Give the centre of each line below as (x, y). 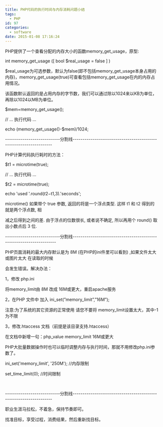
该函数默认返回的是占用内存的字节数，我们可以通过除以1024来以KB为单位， (81, 93)
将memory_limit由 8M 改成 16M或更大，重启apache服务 (61, 289)
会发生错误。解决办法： (28, 268)
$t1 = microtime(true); (27, 164)
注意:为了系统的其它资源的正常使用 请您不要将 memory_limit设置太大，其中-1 (82, 310)
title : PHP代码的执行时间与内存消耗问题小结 (45, 9)
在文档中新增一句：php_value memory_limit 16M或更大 (59, 336)
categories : (17, 28)
